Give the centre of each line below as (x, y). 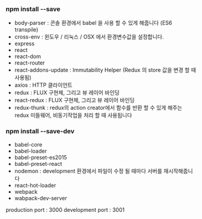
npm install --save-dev (40, 132)
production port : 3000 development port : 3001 (65, 209)
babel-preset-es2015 (41, 157)
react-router (30, 63)
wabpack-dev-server (41, 198)
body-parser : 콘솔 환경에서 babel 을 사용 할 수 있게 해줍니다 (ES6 (93, 23)
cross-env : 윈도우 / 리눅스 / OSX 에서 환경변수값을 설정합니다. (89, 37)
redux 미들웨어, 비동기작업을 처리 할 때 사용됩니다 (73, 115)
